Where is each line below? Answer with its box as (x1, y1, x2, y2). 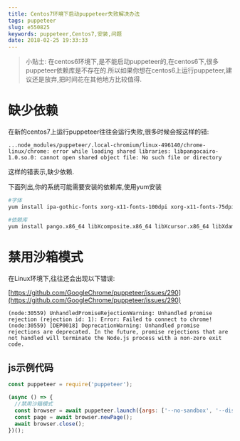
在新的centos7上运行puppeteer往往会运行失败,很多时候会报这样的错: (8, 127, 209, 136)
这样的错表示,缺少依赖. (8, 168, 75, 176)
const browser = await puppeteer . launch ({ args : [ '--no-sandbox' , (14, 407, 213, 414)
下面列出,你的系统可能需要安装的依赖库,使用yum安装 (8, 183, 162, 191)
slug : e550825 (8, 23, 51, 31)
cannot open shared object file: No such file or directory (39, 154, 222, 161)
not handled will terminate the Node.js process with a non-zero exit (8, 334, 222, 341)
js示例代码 (8, 361, 54, 373)
